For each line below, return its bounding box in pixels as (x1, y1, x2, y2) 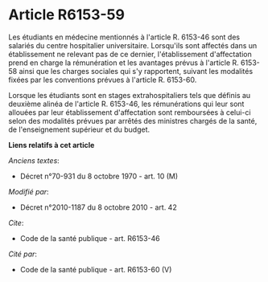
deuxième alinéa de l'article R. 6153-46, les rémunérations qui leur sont (8, 99, 245, 108)
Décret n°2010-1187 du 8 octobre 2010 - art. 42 (19, 202, 177, 212)
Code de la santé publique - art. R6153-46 (19, 233, 160, 243)
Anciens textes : (8, 155, 60, 166)
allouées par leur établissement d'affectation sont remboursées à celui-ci (8, 107, 251, 117)
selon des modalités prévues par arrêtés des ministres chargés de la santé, (8, 116, 258, 125)
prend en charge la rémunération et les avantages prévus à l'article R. (8, 58, 239, 67)
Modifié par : (8, 186, 50, 196)
